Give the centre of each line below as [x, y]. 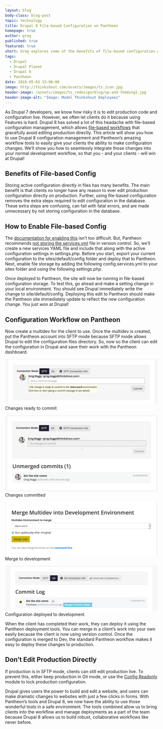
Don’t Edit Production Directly [51, 660]
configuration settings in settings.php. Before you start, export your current [80, 254]
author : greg [18, 36]
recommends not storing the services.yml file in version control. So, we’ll [78, 243]
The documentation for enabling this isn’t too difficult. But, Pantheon [73, 238]
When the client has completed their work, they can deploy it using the [76, 624]
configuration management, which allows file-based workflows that [72, 127]
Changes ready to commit [31, 408]
